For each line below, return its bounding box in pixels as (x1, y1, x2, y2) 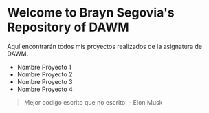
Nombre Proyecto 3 (16, 77, 73, 85)
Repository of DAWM (7, 19, 129, 35)
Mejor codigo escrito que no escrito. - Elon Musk (23, 98, 163, 106)
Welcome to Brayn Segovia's (7, 5, 175, 21)
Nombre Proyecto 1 (16, 63, 72, 71)
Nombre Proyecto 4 (16, 85, 74, 93)
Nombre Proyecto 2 (16, 70, 73, 79)
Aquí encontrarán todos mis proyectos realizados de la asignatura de (7, 42, 203, 50)
